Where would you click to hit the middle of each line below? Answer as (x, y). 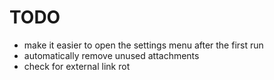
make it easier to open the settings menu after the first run (143, 45)
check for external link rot (77, 66)
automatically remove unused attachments (111, 55)
